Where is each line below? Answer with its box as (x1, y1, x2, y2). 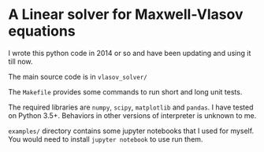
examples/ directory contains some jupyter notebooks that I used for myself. (8, 126, 255, 135)
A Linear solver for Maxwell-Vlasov (8, 6, 244, 24)
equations (8, 22, 76, 40)
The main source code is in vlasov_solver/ (8, 72, 147, 81)
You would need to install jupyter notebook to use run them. (8, 134, 203, 143)
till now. (8, 57, 33, 66)
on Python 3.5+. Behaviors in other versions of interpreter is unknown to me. (8, 110, 257, 120)
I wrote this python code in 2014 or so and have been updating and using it (8, 48, 251, 57)
